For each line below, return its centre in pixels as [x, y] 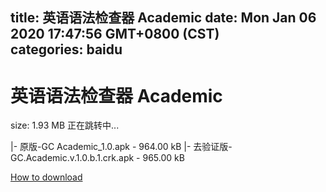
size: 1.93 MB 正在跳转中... [65, 125]
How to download [46, 177]
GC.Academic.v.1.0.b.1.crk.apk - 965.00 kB [97, 158]
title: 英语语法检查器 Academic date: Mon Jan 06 [163, 18]
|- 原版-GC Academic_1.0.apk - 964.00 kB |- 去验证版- [121, 147]
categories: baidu [66, 49]
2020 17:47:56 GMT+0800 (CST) [115, 34]
